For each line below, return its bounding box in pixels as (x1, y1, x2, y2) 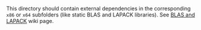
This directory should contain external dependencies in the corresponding (6, 5, 191, 12)
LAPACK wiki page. (6, 18, 54, 24)
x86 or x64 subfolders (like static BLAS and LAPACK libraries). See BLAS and (6, 11, 195, 18)
